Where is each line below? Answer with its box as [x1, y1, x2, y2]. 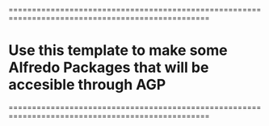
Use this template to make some [8, 41, 228, 60]
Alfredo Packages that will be [8, 58, 209, 77]
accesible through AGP [8, 76, 166, 94]
